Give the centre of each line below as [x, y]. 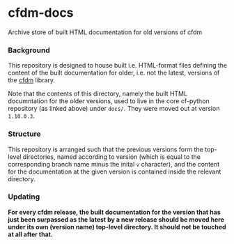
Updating [24, 197]
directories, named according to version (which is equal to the [112, 157]
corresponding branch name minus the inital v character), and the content [114, 164]
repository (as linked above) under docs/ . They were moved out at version [114, 109]
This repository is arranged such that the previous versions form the [106, 149]
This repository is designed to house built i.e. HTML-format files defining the [118, 66]
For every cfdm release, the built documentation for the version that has [115, 212]
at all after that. [30, 234]
